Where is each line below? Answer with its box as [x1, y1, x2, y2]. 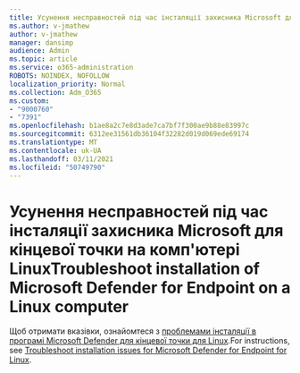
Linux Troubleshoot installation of [9, 259, 261, 278]
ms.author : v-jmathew [9, 21, 90, 30]
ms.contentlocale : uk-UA [9, 146, 102, 155]
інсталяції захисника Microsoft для [9, 220, 284, 241]
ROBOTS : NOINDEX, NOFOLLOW [9, 72, 110, 81]
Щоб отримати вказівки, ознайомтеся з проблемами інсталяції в [9, 326, 257, 336]
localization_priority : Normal [9, 80, 126, 89]
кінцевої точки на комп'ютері [9, 239, 240, 259]
